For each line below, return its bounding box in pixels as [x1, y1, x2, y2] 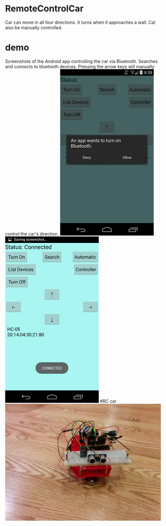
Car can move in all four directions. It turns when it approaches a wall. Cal [5, 19, 156, 25]
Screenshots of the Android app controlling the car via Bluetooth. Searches [5, 58, 158, 64]
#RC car [99, 398, 117, 404]
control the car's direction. [5, 231, 59, 237]
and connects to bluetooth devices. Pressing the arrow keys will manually [5, 63, 155, 69]
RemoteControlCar [5, 3, 84, 14]
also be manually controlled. [5, 24, 63, 30]
